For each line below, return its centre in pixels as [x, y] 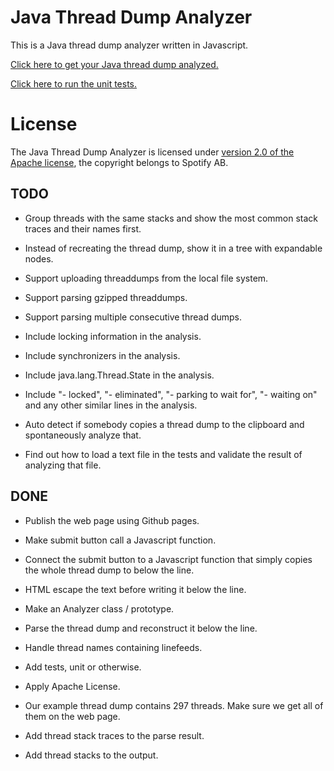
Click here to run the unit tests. [74, 83]
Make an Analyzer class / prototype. [99, 608]
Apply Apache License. [72, 686]
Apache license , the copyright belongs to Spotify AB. [119, 162]
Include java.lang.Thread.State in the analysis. [119, 375]
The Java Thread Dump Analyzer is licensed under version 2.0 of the [152, 152]
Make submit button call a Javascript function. [120, 540]
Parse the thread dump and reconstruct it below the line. [141, 628]
